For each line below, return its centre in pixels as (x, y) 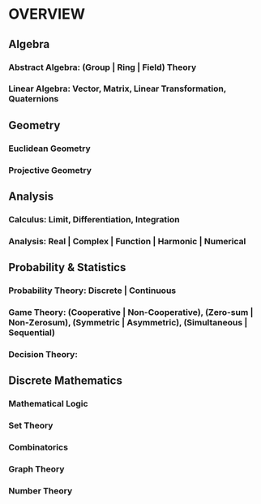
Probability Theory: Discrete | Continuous (92, 291)
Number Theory (41, 491)
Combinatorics (39, 447)
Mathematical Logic (48, 404)
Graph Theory (36, 469)
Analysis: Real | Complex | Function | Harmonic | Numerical (127, 241)
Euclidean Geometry (49, 149)
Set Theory (31, 425)
